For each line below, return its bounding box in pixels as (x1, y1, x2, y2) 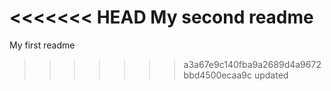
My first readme (9, 39, 76, 51)
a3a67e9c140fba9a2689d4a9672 (183, 58, 322, 70)
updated (253, 69, 289, 81)
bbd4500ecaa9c (183, 69, 253, 81)
